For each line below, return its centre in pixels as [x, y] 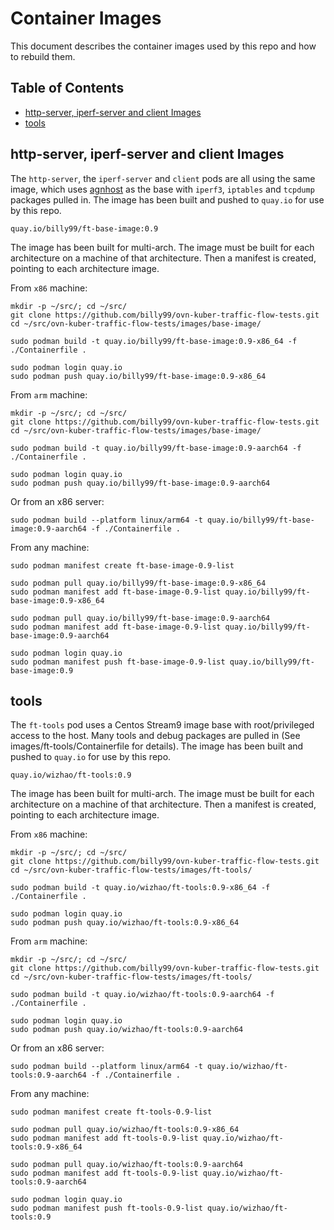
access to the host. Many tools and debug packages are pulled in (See [155, 736]
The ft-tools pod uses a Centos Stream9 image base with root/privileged [162, 725]
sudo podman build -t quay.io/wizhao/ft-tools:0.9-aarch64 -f [142, 995]
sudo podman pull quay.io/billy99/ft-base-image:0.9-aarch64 [140, 618]
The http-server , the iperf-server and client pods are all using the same [163, 178]
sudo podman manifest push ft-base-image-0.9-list [118, 662]
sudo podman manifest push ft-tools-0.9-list [106, 1208]
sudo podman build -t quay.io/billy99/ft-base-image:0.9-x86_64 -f [154, 341]
